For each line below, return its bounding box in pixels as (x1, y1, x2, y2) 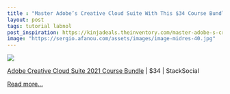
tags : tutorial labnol (7, 22, 72, 29)
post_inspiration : (7, 29, 60, 36)
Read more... (7, 80, 43, 89)
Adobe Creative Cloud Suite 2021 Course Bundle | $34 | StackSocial (7, 67, 200, 75)
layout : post (7, 16, 44, 23)
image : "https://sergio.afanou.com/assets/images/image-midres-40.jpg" (7, 35, 216, 42)
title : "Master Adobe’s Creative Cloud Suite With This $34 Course (7, 10, 207, 17)
